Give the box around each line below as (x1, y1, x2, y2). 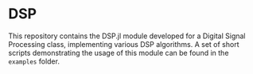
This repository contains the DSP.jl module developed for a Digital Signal (8, 31, 246, 41)
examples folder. (8, 56, 60, 66)
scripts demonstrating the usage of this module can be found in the (8, 48, 229, 57)
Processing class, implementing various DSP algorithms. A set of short (8, 39, 239, 49)
